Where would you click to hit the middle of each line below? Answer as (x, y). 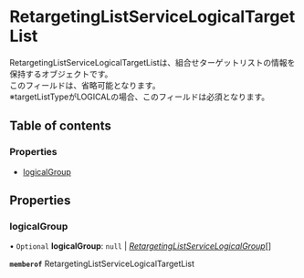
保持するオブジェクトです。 (61, 74)
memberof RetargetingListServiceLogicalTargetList (102, 264)
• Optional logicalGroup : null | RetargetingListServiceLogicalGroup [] (141, 246)
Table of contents (60, 126)
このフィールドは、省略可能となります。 (85, 85)
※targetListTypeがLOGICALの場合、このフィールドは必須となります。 (140, 97)
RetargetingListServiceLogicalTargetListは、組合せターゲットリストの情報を (152, 62)
